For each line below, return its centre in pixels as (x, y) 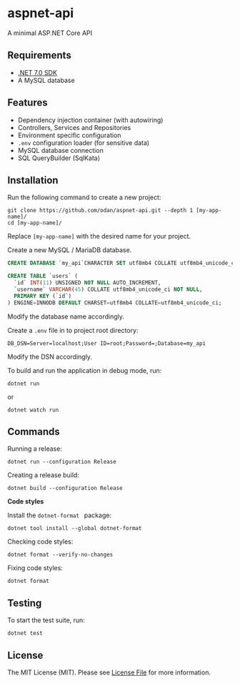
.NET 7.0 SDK (37, 72)
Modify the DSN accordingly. (50, 357)
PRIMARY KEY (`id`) (43, 296)
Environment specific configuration (69, 135)
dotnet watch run (33, 410)
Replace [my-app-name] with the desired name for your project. (99, 236)
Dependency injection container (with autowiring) (90, 120)
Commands (34, 432)
